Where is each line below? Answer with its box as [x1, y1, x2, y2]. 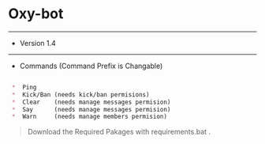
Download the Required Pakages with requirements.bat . [27, 127, 211, 137]
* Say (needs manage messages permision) [11, 105, 171, 113]
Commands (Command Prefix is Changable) [19, 61, 163, 70]
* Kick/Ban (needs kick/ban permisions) [11, 90, 150, 99]
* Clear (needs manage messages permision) [11, 98, 171, 106]
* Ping [11, 83, 37, 91]
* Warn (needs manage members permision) [11, 112, 168, 121]
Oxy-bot [8, 5, 64, 23]
